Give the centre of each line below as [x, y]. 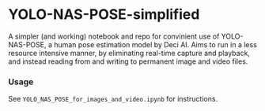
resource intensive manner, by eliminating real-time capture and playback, [129, 53]
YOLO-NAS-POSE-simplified [104, 15]
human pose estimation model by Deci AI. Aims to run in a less [155, 44]
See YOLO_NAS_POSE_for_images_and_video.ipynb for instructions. [113, 99]
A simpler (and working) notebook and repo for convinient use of [114, 36]
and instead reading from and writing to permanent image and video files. [128, 61]
